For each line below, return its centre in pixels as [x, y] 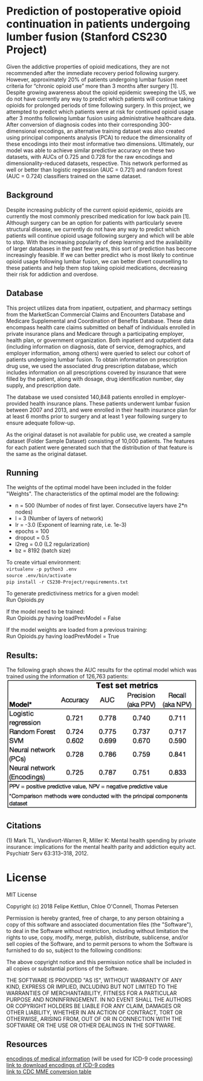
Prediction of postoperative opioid [94, 11]
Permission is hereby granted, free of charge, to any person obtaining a [95, 918]
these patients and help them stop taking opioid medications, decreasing [97, 267]
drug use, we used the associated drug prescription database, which [92, 366]
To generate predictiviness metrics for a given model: [73, 594]
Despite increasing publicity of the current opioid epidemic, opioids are [95, 210]
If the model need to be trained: [46, 612]
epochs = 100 [32, 531]
